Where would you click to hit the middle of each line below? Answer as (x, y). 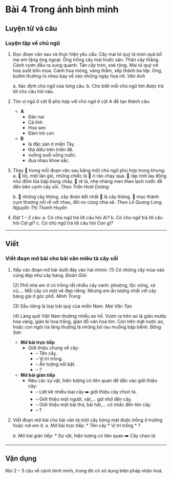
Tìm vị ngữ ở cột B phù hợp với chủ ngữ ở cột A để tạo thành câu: (81, 101)
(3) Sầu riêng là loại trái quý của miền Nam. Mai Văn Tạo (72, 306)
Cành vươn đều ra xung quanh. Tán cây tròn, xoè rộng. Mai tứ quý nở (85, 65)
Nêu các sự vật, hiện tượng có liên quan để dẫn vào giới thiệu (93, 380)
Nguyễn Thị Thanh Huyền (40, 207)
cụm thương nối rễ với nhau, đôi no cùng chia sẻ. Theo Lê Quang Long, (88, 202)
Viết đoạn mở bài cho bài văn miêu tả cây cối (62, 259)
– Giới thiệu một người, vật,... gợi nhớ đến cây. (84, 399)
